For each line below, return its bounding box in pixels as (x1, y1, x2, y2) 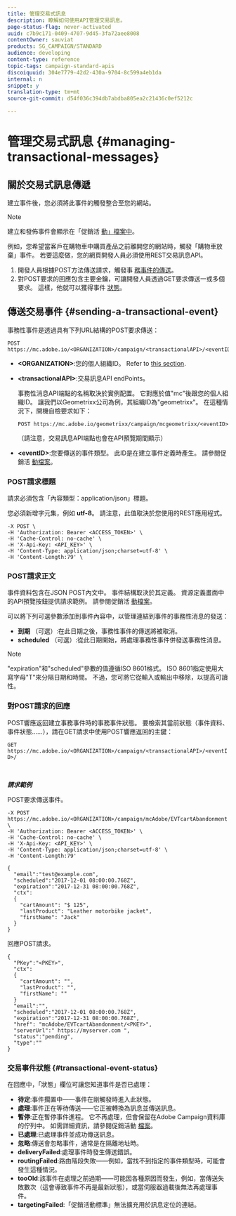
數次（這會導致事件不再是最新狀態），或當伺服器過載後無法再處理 (23, 1183, 212, 1191)
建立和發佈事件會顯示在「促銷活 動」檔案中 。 (7, 227, 138, 235)
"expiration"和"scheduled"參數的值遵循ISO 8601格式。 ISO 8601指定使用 (7, 664, 218, 673)
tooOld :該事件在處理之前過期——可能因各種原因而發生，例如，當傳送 (17, 1174, 218, 1182)
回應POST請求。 (7, 939, 55, 948)
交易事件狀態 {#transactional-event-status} (7, 1063, 158, 1073)
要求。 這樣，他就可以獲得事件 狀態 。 (17, 284, 126, 291)
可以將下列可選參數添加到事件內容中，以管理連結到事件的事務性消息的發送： (7, 612, 229, 621)
